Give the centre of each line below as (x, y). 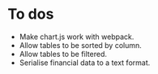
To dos (31, 14)
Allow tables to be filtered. (63, 54)
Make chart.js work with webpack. (77, 37)
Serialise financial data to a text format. (85, 63)
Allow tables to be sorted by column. (81, 45)
